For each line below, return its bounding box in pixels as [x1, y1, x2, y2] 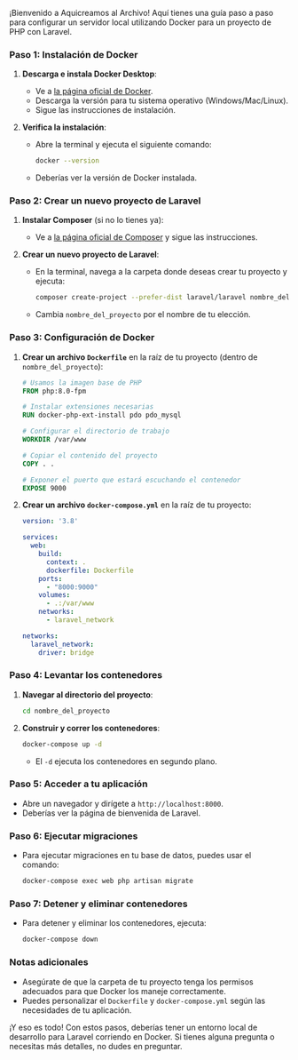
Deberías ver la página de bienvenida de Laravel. [21, 808, 201, 818]
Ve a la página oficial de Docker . [35, 86, 153, 97]
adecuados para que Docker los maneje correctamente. [21, 985, 226, 996]
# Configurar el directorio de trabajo [21, 426, 170, 436]
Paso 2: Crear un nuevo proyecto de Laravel [9, 195, 201, 207]
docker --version [35, 156, 100, 165]
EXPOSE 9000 [21, 483, 67, 492]
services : [21, 533, 59, 542]
